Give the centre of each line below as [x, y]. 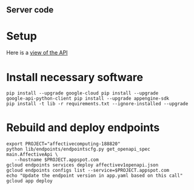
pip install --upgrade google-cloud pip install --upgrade [82, 93]
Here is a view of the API [37, 53]
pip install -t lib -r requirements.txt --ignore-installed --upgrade [97, 104]
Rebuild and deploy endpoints [83, 128]
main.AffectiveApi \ [32, 155]
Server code [30, 10]
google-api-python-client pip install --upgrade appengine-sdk [88, 99]
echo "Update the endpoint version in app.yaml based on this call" [95, 176]
